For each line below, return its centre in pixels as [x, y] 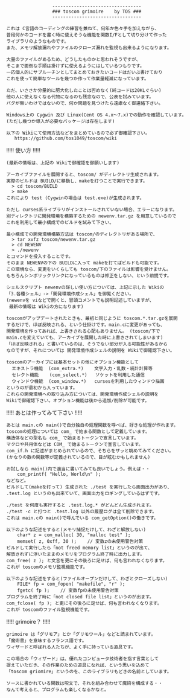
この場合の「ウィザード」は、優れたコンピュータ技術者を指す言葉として [82, 659]
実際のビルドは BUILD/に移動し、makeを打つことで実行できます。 [77, 181]
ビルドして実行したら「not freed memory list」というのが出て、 [79, 548]
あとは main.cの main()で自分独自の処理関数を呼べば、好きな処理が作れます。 [92, 425]
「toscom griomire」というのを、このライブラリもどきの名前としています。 [89, 671]
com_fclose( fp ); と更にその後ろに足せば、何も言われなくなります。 [84, 603]
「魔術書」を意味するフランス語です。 [46, 641]
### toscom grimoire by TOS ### [97, 11]
